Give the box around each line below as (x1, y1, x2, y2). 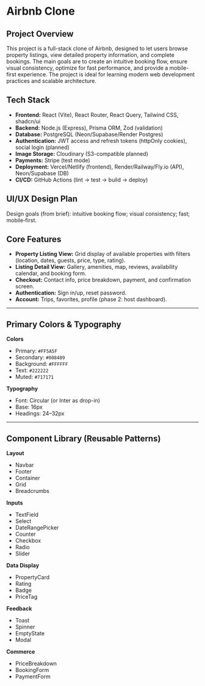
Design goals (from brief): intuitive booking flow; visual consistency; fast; (6, 210, 190, 217)
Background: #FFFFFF (15, 360, 68, 368)
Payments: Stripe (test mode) (15, 156, 90, 164)
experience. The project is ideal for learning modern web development (17, 71, 195, 78)
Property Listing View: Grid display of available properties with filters (15, 250, 191, 258)
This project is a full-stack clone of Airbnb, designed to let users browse (6, 45, 188, 52)
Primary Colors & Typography (6, 319, 121, 329)
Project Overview (6, 29, 74, 39)
